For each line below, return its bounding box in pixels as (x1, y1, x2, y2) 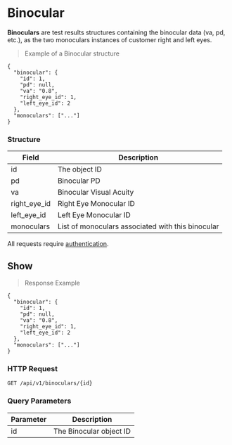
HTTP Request (7, 363, 58, 373)
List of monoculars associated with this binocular (57, 221, 219, 231)
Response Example (24, 279, 81, 288)
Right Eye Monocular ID (57, 199, 136, 209)
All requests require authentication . (7, 240, 109, 248)
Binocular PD (57, 176, 101, 186)
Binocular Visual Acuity (57, 188, 134, 198)
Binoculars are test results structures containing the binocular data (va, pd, (7, 28, 226, 37)
